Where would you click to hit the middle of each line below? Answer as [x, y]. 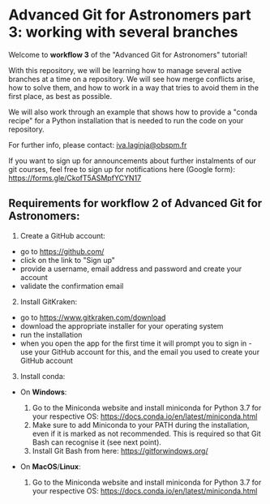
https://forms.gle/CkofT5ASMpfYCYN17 [75, 178]
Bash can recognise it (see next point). [97, 442]
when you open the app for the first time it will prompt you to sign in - [136, 343]
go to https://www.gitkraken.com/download [93, 317]
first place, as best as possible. [60, 96]
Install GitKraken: [49, 301]
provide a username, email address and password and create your [131, 269]
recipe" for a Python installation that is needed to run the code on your [126, 120]
